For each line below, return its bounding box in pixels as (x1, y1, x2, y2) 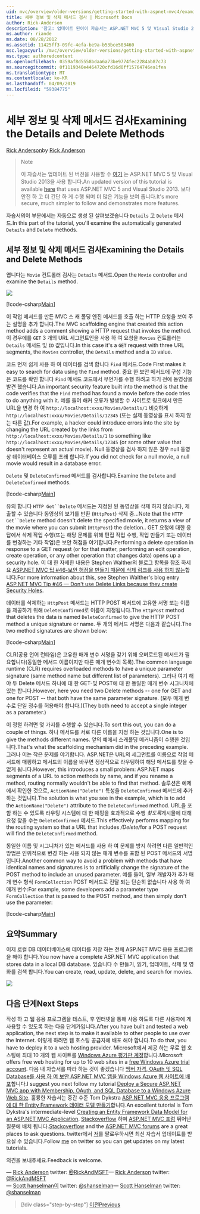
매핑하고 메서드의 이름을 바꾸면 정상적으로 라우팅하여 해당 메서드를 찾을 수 (21, 758, 194, 765)
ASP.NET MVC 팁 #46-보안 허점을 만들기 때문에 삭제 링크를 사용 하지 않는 (12, 566, 186, 573)
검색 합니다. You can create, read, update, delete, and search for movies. (17, 968, 193, 975)
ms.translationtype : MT (6, 70, 65, 76)
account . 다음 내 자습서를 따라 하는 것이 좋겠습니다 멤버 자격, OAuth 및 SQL (6, 1066, 183, 1073)
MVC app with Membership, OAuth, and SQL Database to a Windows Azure (6, 1087, 191, 1094)
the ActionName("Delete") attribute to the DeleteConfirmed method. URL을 (6, 801, 186, 809)
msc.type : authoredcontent (6, 53, 73, 59)
